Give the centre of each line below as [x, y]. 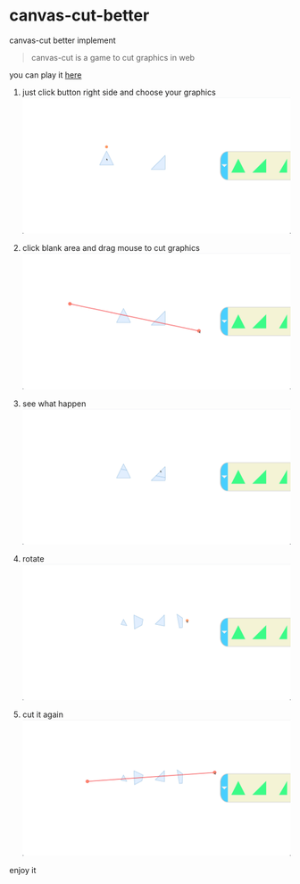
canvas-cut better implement [62, 40]
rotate [33, 559]
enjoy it [23, 870]
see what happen [54, 404]
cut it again [43, 714]
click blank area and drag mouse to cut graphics [111, 247]
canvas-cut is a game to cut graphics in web [112, 57]
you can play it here [46, 75]
